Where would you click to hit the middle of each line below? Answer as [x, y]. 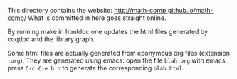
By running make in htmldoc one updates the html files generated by [108, 32]
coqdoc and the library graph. [51, 39]
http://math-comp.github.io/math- [163, 10]
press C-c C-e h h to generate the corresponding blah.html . [96, 68]
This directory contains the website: [60, 10]
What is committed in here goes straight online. [97, 18]
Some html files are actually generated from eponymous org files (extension [118, 53]
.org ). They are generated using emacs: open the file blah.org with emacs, [117, 60]
